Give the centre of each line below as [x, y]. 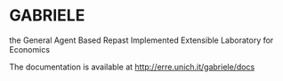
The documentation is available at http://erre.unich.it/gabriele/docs [132, 67]
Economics [30, 49]
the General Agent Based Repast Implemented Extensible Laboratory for [141, 40]
